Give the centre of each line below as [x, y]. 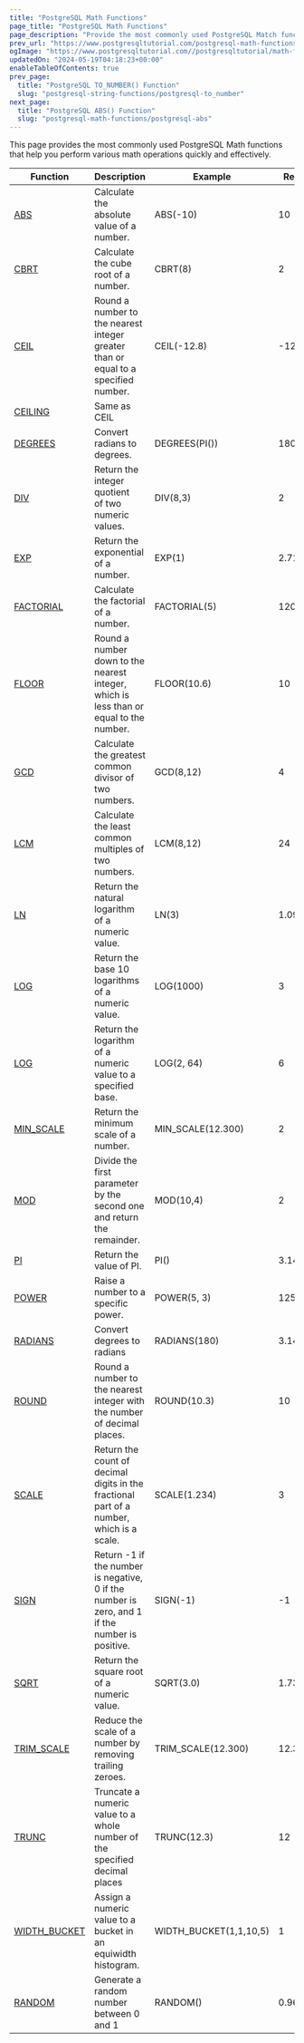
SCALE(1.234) [185, 1495]
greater [109, 346]
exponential [119, 552]
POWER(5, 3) [183, 1298]
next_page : [30, 102]
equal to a [115, 369]
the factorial [119, 601]
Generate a [118, 1980]
